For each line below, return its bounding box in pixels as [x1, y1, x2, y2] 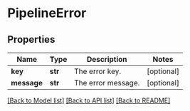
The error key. [73, 66, 122, 76]
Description [86, 55, 127, 64]
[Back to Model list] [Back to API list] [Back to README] [7, 96, 171, 105]
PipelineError [7, 5, 87, 21]
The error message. [73, 78, 140, 88]
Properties [7, 33, 56, 46]
